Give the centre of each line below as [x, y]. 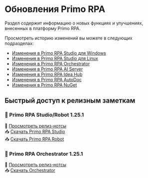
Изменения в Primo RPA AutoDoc [47, 79]
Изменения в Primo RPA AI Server [47, 69]
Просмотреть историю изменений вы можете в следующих [69, 38]
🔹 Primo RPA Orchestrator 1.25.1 [44, 153]
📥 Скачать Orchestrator [30, 170]
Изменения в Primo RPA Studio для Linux [55, 58]
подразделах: [19, 43]
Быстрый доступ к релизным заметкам [70, 101]
